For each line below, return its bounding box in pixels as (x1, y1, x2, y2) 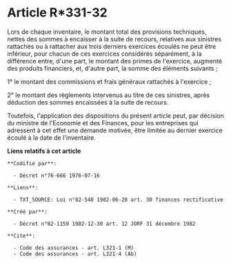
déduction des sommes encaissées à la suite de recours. (7, 98, 169, 106)
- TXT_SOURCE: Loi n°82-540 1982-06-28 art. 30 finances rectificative (13, 196, 224, 203)
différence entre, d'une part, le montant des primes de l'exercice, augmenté (7, 56, 223, 65)
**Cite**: (7, 232, 36, 239)
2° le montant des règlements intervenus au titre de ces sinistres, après (7, 91, 210, 99)
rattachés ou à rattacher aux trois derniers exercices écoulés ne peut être (7, 42, 217, 50)
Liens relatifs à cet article (7, 147, 81, 155)
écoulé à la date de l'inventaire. (7, 133, 97, 142)
